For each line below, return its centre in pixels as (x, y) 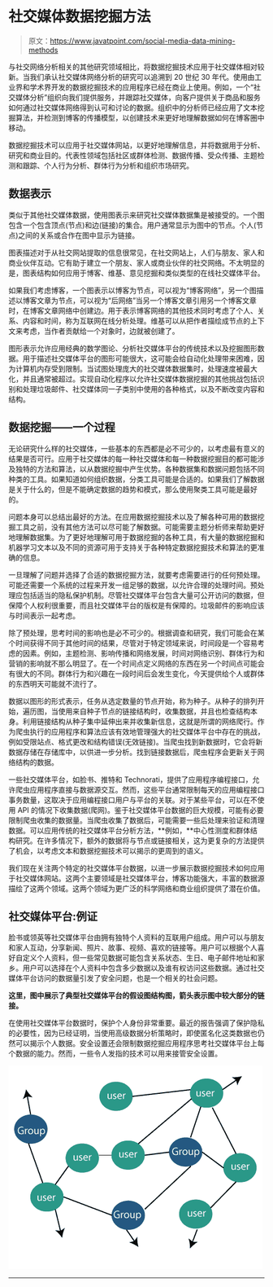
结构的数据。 (37, 762)
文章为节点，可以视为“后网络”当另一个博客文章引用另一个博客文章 (147, 300)
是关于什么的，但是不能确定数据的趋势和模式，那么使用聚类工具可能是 (126, 489)
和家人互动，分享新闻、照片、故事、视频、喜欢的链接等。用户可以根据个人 (133, 948)
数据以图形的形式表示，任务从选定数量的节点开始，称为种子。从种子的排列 (133, 701)
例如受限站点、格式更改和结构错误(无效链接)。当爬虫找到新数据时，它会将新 (136, 741)
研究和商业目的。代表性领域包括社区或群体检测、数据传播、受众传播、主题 (133, 155)
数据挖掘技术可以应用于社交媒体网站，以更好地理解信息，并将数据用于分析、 (136, 145)
